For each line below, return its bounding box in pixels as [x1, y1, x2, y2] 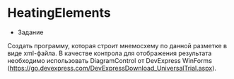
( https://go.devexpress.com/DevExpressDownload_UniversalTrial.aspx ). [7, 64, 217, 72]
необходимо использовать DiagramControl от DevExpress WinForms [7, 56, 212, 64]
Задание [17, 28, 44, 36]
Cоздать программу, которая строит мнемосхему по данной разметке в [7, 41, 228, 50]
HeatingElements [7, 5, 111, 21]
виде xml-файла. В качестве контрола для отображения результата [7, 49, 212, 57]
